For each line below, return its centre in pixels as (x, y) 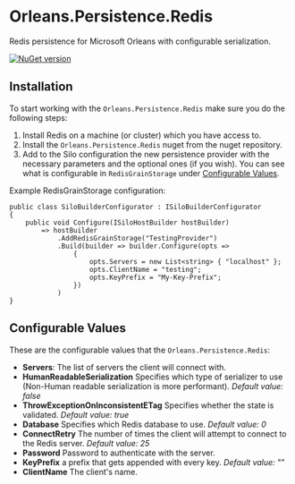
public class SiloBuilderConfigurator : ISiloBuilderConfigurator (135, 207)
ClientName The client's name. (80, 471)
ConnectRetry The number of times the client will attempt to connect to (154, 433)
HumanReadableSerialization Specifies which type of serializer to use (152, 377)
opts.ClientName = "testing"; (145, 269)
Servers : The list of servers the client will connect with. (124, 367)
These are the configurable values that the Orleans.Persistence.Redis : (140, 350)
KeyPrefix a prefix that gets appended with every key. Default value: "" (153, 462)
